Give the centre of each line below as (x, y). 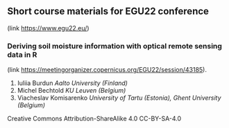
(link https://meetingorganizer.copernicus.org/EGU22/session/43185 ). (107, 70)
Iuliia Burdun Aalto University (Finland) (73, 83)
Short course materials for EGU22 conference (108, 11)
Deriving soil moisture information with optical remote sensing (114, 46)
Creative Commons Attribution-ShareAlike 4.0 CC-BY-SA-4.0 (94, 119)
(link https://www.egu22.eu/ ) (48, 28)
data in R (22, 55)
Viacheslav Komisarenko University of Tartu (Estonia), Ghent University (119, 98)
